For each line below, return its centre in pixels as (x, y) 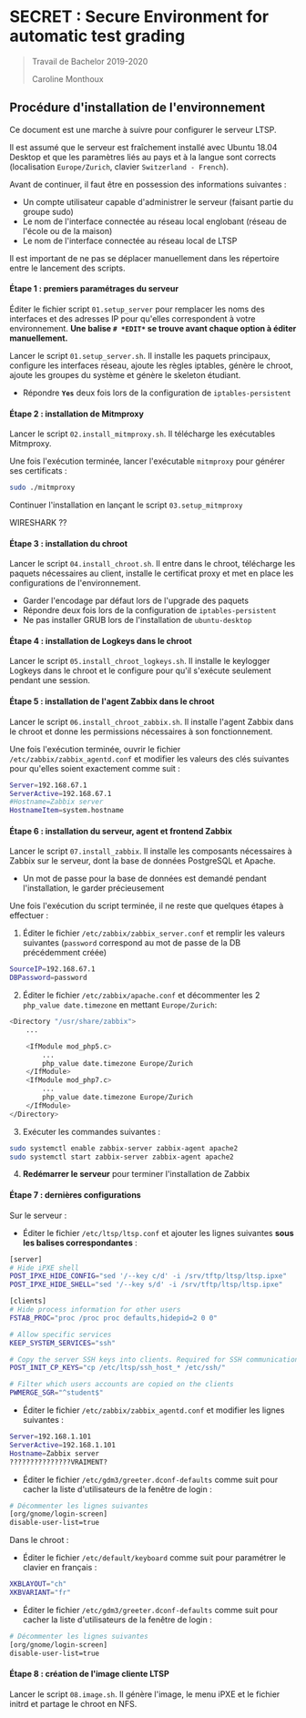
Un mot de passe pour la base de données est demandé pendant (144, 879)
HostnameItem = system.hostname (67, 811)
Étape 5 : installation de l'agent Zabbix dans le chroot (112, 701)
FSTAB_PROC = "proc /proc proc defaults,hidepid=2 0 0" (114, 1318)
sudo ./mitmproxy (42, 488)
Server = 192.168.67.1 (49, 785)
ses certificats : (38, 471)
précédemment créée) (65, 953)
